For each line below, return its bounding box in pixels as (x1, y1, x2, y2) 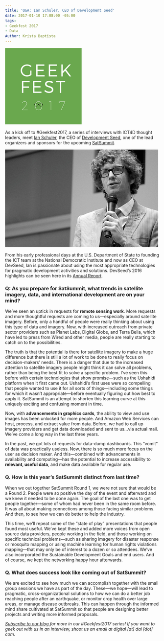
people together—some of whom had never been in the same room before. (5, 501, 157, 506)
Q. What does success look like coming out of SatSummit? (5, 569, 146, 576)
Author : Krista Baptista (5, 34, 56, 39)
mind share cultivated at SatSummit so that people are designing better (5, 606, 149, 612)
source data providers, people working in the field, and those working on (5, 531, 152, 537)
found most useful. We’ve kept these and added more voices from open (5, 526, 150, 531)
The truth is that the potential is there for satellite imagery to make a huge (5, 349, 153, 355)
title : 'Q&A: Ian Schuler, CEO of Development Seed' (5, 8, 115, 13)
